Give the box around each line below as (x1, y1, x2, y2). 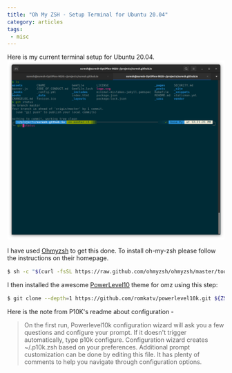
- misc (10, 33, 30, 40)
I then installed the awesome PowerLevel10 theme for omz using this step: (7, 281, 218, 289)
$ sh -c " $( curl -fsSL (7, 269, 72, 275)
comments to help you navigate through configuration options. (23, 357, 202, 366)
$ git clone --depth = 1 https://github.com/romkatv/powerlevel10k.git (7, 295, 212, 302)
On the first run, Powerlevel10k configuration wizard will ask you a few (23, 320, 224, 329)
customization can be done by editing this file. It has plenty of (23, 350, 200, 358)
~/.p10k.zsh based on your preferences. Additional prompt (23, 343, 191, 351)
